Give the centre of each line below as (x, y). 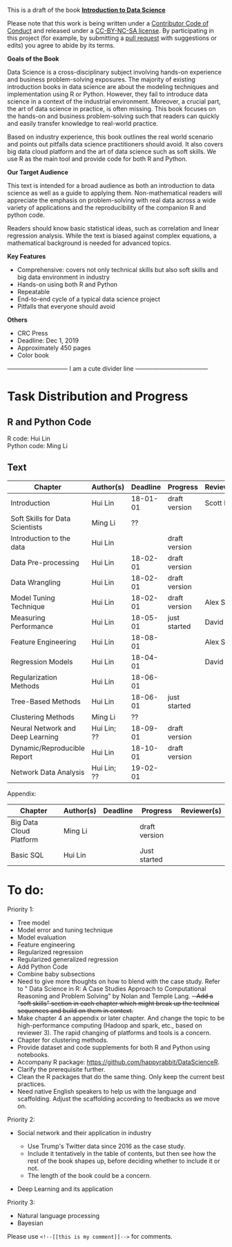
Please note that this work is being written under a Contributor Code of (108, 23)
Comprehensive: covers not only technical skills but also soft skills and (118, 270)
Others (17, 320)
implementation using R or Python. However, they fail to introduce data (108, 94)
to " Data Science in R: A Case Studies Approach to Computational (112, 988)
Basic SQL (27, 855)
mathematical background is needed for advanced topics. (89, 243)
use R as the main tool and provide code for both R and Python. (97, 159)
